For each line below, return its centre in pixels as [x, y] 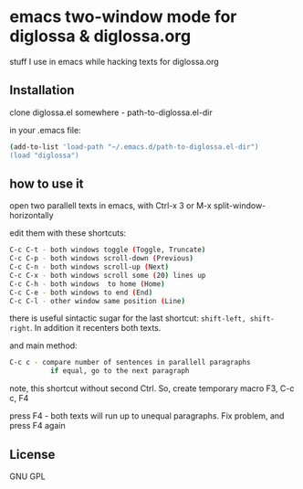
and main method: [43, 345]
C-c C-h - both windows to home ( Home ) [88, 284]
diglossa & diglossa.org [100, 36]
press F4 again [37, 426]
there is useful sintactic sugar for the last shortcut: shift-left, [128, 318]
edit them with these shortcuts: [68, 233]
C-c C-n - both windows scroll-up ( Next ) [89, 267]
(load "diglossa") [44, 155]
